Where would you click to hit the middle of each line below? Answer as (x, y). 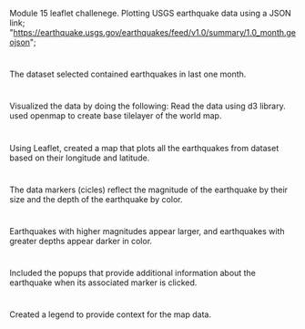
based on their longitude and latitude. (80, 158)
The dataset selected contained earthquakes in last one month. (128, 74)
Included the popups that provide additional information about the (133, 273)
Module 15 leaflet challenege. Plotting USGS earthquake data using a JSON (150, 13)
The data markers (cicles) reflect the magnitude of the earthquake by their (149, 190)
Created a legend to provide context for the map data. (111, 314)
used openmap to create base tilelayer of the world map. (116, 116)
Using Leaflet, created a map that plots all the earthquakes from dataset (144, 148)
